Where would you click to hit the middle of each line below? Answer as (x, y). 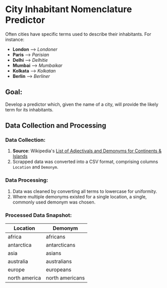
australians (59, 262)
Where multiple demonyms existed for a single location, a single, (80, 196)
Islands (20, 156)
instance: (15, 39)
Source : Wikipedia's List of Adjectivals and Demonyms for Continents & (87, 151)
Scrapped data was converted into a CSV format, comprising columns (85, 162)
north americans (65, 278)
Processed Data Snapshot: (39, 215)
